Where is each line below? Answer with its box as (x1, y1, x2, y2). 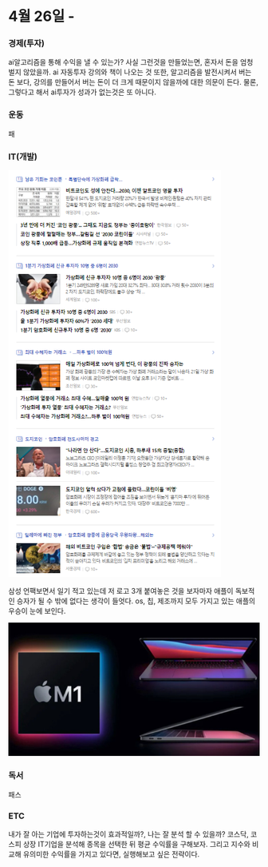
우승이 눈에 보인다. (8, 607, 66, 616)
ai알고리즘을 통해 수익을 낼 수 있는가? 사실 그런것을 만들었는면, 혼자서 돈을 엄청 (8, 58, 254, 67)
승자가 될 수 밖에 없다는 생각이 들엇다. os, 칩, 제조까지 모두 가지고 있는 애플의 (16, 596, 256, 606)
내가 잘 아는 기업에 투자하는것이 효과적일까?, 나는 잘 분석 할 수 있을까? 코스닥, (8, 829, 249, 839)
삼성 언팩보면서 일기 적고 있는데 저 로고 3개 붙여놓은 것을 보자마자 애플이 (8, 587, 234, 596)
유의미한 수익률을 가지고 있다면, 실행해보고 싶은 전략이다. (22, 849, 200, 859)
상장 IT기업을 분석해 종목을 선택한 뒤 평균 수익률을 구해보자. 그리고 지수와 (22, 839, 251, 849)
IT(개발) (8, 151, 37, 162)
